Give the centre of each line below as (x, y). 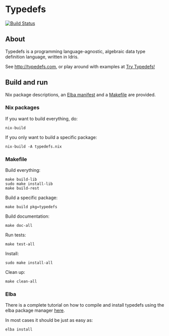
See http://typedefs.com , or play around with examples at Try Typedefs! (80, 66)
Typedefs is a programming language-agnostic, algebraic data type (75, 51)
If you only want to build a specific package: (51, 137)
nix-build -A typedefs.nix (34, 147)
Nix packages (22, 108)
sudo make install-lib (29, 184)
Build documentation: (27, 216)
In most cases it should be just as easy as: (49, 320)
